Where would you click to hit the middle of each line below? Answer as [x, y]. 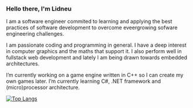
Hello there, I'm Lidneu [39, 9]
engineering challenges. [35, 34]
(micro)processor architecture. [43, 88]
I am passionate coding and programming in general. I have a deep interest [96, 45]
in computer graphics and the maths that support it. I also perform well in [94, 51]
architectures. [23, 64]
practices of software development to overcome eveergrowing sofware [92, 27]
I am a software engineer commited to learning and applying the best [89, 22]
